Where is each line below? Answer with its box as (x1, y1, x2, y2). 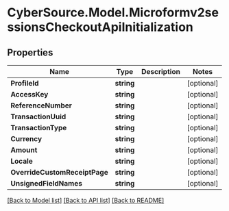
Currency (10, 134, 43, 143)
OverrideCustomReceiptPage (10, 168, 108, 177)
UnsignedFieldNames (10, 179, 82, 188)
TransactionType (10, 123, 67, 132)
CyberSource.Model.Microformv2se (7, 5, 219, 21)
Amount (10, 145, 38, 155)
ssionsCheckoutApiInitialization (7, 19, 194, 35)
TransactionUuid (10, 112, 67, 121)
